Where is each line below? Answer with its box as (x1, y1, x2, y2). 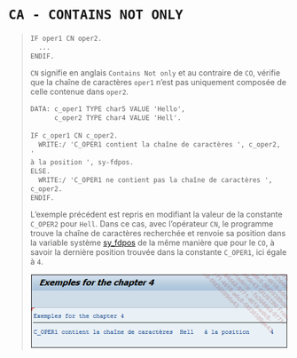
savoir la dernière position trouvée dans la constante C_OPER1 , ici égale (29, 246, 287, 257)
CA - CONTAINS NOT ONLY (8, 6, 184, 23)
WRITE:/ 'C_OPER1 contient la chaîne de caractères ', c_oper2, (38, 139, 281, 149)
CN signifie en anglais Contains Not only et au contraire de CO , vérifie (29, 67, 281, 78)
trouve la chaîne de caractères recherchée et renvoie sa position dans (29, 227, 286, 238)
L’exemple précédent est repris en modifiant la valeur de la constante (29, 209, 283, 219)
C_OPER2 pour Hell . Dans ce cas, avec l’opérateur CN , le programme (29, 218, 274, 229)
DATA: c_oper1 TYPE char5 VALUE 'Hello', (29, 104, 185, 114)
